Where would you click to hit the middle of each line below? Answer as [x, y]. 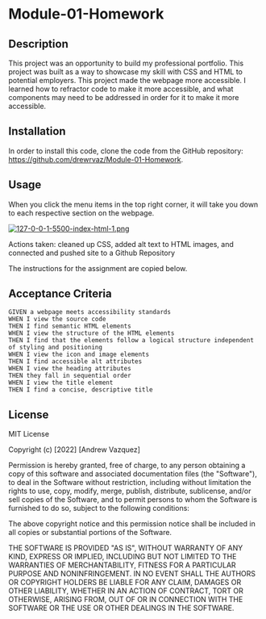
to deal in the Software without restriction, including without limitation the [130, 483]
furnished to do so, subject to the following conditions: [99, 508]
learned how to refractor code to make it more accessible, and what [121, 89]
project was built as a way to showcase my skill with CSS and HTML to [126, 72]
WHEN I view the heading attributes [70, 369]
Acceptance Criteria [60, 294]
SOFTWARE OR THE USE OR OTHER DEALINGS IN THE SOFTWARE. [121, 608]
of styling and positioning [56, 348]
